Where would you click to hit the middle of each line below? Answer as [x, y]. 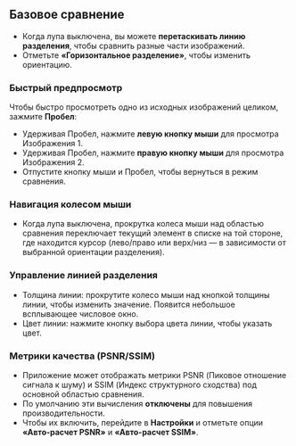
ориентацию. [47, 64]
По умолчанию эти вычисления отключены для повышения [137, 404]
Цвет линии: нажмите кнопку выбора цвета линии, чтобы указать [147, 323]
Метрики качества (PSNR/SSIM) [82, 356]
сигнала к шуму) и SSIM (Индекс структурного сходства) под [139, 384]
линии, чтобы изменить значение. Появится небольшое [129, 304]
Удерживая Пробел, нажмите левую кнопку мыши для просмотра [150, 134]
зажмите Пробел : [43, 117]
